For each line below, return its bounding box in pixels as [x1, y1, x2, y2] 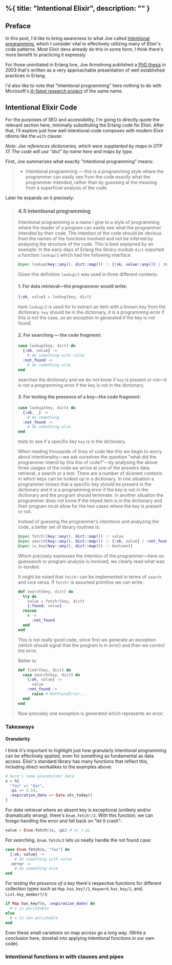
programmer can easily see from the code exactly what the [25, 174, 150, 180]
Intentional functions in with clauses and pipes [5, 953, 124, 960]
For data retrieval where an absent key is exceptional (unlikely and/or [5, 807, 152, 813]
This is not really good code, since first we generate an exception [17, 636, 156, 642]
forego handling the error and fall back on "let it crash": [5, 818, 122, 824]
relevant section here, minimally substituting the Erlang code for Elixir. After [5, 122, 164, 128]
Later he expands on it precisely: [5, 195, 74, 201]
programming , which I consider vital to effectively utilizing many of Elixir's [5, 41, 161, 47]
